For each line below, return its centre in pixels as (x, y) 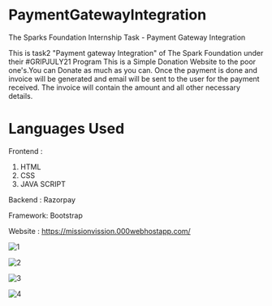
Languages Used (67, 129)
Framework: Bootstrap (45, 215)
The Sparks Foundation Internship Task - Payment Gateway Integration (127, 37)
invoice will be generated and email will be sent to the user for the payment (134, 79)
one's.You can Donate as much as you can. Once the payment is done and (133, 70)
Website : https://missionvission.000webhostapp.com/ (99, 231)
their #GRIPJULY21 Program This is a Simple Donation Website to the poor (132, 62)
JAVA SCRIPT (43, 184)
